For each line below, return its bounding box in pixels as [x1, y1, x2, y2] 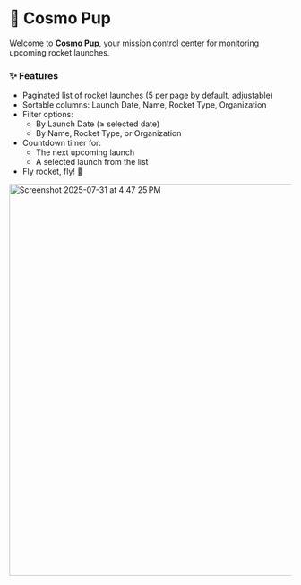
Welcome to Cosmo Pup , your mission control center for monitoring [9, 38, 260, 48]
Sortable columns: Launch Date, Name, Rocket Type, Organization [21, 99, 267, 110]
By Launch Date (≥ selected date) [35, 118, 160, 129]
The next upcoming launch [35, 147, 135, 158]
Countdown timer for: [21, 138, 101, 149]
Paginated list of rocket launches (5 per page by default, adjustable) [21, 90, 273, 101]
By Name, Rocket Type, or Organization [35, 128, 182, 139]
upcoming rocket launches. [9, 47, 110, 57]
